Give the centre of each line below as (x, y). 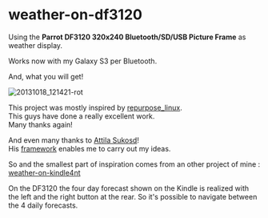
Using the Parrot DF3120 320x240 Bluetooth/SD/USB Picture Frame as (127, 37)
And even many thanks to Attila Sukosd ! (74, 140)
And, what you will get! (46, 76)
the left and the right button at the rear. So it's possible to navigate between (133, 196)
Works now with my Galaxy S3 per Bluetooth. (83, 61)
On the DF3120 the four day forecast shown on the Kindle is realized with (129, 188)
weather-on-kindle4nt (45, 172)
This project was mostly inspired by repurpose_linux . (95, 107)
